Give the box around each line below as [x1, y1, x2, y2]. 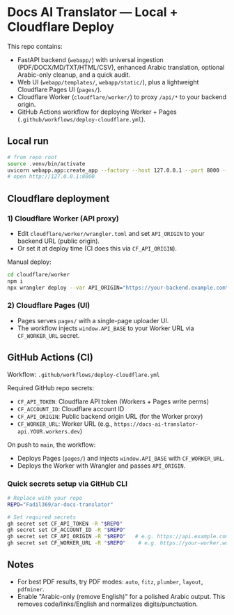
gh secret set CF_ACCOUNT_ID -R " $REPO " [7, 526, 127, 534]
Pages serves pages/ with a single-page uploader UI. [17, 316, 169, 325]
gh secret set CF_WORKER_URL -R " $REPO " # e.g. [7, 540, 157, 547]
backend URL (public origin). [17, 237, 100, 245]
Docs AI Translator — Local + [7, 4, 178, 20]
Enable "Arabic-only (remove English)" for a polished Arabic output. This [17, 592, 226, 600]
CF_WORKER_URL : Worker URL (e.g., [17, 420, 113, 428]
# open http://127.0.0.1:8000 [7, 173, 95, 180]
